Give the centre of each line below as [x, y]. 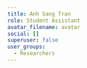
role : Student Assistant [44, 21]
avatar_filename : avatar [44, 27]
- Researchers [34, 54]
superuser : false [33, 40]
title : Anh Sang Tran [39, 14]
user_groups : [27, 47]
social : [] [23, 34]
